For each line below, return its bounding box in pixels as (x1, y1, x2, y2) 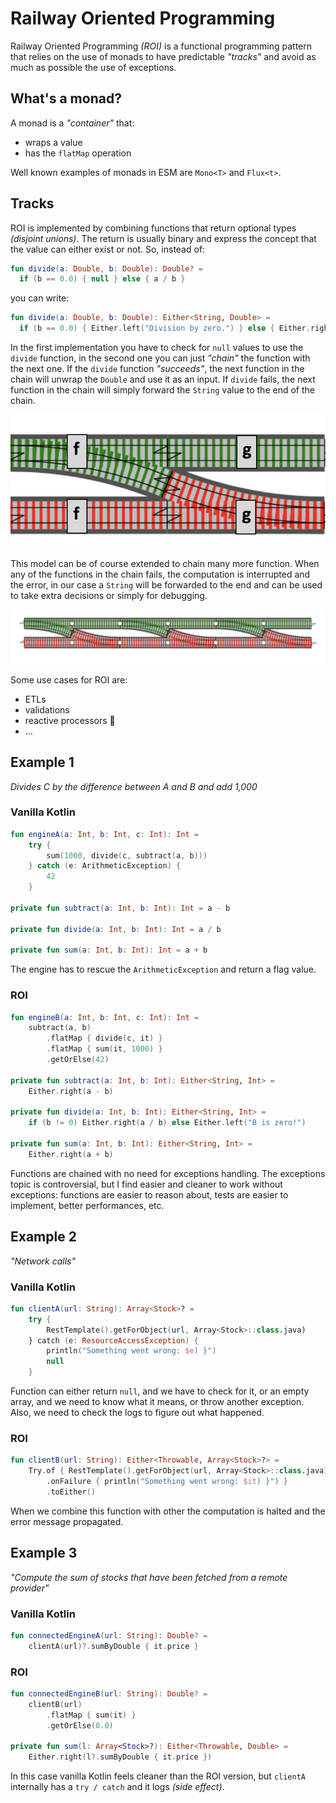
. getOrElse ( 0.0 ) (46, 1720, 114, 1731)
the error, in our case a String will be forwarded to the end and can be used (10, 579, 323, 591)
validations (24, 703, 70, 716)
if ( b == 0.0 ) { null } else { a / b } (19, 274, 186, 284)
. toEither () (46, 1487, 97, 1497)
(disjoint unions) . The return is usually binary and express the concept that (10, 232, 317, 244)
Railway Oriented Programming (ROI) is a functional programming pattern (10, 40, 313, 52)
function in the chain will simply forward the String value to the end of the (10, 384, 315, 396)
